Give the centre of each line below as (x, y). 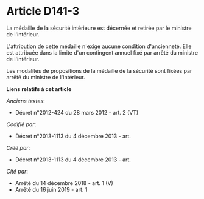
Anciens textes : (26, 101)
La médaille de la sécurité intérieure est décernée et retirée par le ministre (99, 28)
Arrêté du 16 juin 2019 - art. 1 (51, 189)
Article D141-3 (43, 11)
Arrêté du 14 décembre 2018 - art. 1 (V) (64, 183)
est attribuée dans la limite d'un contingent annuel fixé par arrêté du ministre (102, 52)
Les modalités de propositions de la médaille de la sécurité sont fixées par (99, 70)
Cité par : (17, 171)
